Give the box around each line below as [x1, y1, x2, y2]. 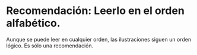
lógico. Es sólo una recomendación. [6, 42, 94, 49]
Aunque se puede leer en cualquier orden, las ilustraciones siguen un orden [6, 36, 192, 43]
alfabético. [6, 16, 61, 30]
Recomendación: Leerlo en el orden [6, 4, 185, 18]
